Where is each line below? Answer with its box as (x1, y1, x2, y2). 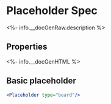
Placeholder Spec (6, 4, 98, 18)
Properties (6, 42, 48, 52)
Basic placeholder (6, 76, 76, 86)
